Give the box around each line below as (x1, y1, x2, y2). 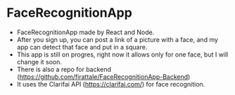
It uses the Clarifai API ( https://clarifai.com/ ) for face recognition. (16, 80, 205, 88)
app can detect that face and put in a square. (16, 43, 148, 51)
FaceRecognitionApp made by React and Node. (16, 28, 155, 36)
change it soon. (16, 57, 63, 66)
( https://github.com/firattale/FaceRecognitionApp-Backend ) (16, 72, 191, 81)
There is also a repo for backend (16, 65, 112, 73)
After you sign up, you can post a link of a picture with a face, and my (16, 35, 219, 43)
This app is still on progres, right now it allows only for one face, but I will (16, 50, 229, 59)
